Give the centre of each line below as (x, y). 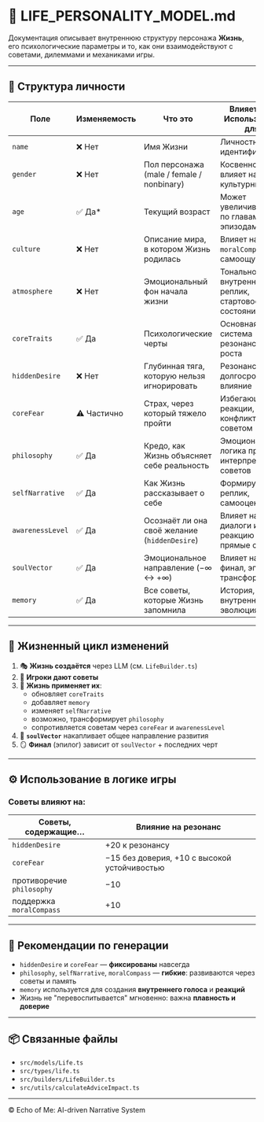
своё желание (171, 530)
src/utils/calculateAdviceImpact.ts (79, 1088)
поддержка (34, 902)
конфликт (238, 418)
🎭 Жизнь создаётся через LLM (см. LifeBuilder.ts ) (108, 666)
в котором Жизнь (177, 249)
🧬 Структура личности (67, 87)
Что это (178, 119)
